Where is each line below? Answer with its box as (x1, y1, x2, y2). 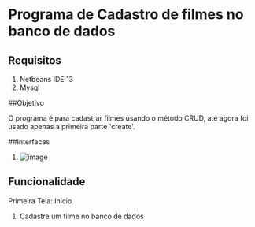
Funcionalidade (8, 175, 86, 188)
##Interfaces (8, 137, 50, 147)
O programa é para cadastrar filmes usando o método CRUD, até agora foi (8, 113, 249, 123)
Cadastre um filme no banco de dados (19, 211, 144, 221)
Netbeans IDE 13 (19, 75, 73, 84)
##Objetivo (8, 99, 45, 107)
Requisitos (8, 54, 61, 67)
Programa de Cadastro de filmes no (8, 6, 244, 24)
